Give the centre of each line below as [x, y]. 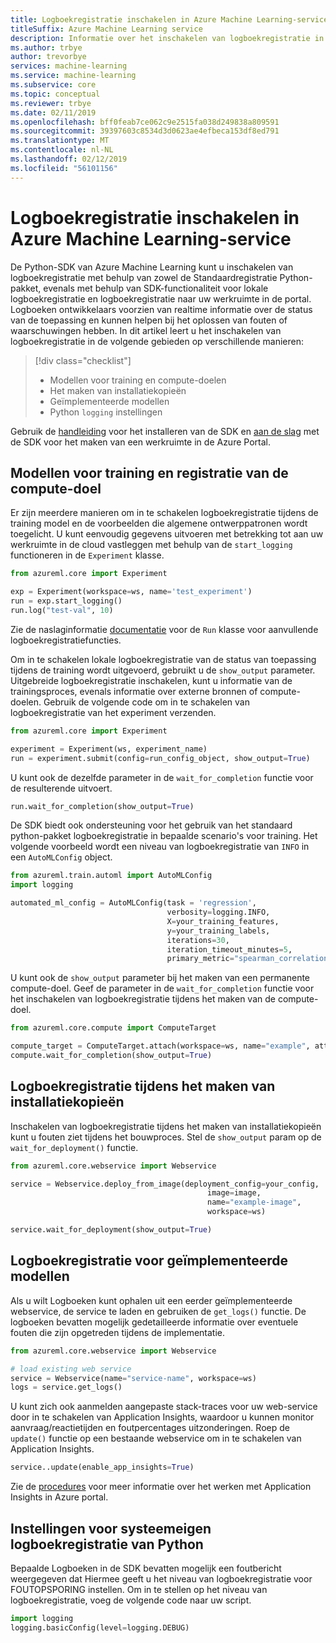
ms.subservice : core [53, 85]
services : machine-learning [69, 66]
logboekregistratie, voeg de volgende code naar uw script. [131, 1600]
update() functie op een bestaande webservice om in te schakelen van [156, 1438]
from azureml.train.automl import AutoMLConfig [111, 876]
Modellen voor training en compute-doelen [138, 380]
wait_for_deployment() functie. [74, 1147]
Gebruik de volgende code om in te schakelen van [146, 702]
